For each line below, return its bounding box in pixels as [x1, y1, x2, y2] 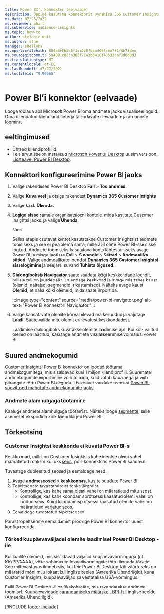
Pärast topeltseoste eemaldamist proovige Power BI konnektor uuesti [5, 518, 144, 525]
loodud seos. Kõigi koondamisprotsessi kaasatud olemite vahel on [19, 499, 152, 505]
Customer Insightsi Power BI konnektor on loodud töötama [5, 364, 123, 370]
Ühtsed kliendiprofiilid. [12, 146, 58, 152]
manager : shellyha [5, 44, 42, 49]
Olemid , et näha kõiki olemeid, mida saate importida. [12, 287, 118, 293]
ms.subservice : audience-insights [5, 26, 76, 30]
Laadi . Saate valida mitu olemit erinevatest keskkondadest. [12, 317, 131, 323]
